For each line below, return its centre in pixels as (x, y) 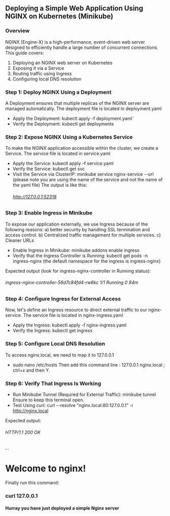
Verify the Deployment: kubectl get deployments (63, 124)
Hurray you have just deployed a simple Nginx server (62, 508)
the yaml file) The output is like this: (50, 185)
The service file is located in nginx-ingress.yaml (73, 315)
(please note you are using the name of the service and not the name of (88, 180)
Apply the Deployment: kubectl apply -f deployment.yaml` (73, 118)
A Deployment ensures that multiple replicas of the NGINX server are (77, 103)
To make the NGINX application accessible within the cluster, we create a (82, 148)
